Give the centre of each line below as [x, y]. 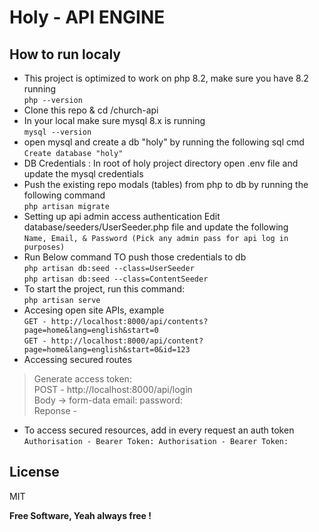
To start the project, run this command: [104, 289]
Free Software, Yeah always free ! [80, 515]
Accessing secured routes [77, 359]
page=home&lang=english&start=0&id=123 [107, 350]
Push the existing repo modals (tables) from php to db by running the [166, 184]
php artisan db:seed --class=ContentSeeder [116, 279]
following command [64, 195]
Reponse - [55, 410]
